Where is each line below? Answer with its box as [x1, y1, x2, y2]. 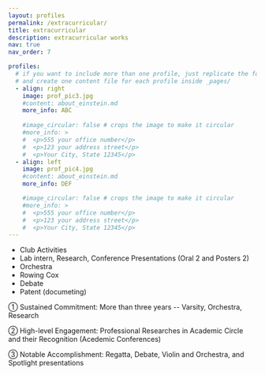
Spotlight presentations [8, 358, 84, 368]
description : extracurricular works [8, 33, 129, 42]
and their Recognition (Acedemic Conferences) [8, 335, 162, 344]
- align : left [15, 158, 62, 166]
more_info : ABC [22, 107, 73, 114]
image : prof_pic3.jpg [22, 92, 93, 99]
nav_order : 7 [8, 48, 51, 56]
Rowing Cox [19, 270, 59, 280]
